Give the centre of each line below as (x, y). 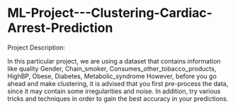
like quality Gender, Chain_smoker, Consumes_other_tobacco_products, (112, 68)
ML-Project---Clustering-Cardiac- (110, 13)
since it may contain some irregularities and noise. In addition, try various (114, 91)
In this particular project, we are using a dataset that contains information (114, 61)
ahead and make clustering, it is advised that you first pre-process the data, (118, 83)
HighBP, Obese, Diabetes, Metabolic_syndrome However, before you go (112, 76)
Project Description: (36, 47)
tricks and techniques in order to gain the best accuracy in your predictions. (118, 98)
